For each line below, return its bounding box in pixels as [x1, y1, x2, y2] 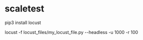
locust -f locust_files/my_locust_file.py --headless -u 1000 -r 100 [5, 29, 138, 35]
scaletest [5, 3, 45, 14]
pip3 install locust [5, 19, 41, 25]
